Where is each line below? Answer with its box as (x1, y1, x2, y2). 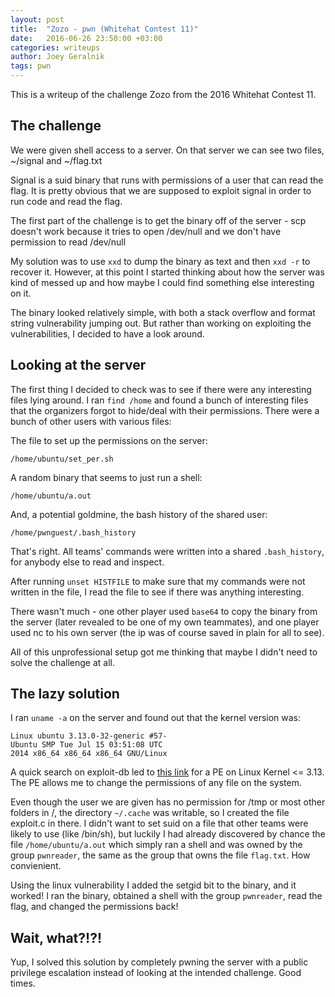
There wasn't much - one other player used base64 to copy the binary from (10, 605, 318, 617)
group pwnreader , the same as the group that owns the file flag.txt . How (10, 849, 311, 861)
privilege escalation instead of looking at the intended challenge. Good (10, 967, 302, 979)
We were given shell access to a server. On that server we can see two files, (10, 144, 325, 156)
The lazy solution (10, 686, 120, 703)
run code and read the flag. (10, 195, 123, 207)
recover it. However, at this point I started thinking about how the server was (10, 266, 325, 278)
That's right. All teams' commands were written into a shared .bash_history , (10, 545, 325, 557)
